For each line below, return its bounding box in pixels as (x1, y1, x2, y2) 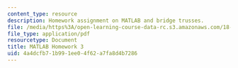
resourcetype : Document (7, 37, 78, 44)
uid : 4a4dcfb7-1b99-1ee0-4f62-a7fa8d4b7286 (7, 50, 138, 57)
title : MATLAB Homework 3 (7, 43, 84, 50)
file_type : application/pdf (7, 30, 91, 38)
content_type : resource (7, 10, 78, 18)
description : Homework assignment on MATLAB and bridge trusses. (7, 17, 204, 24)
